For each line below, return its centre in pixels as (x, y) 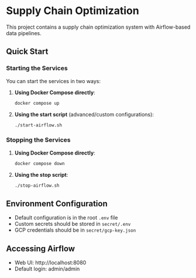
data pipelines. (24, 33)
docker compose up (37, 103)
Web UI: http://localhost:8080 (50, 263)
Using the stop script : (41, 174)
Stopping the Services (39, 140)
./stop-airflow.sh (37, 186)
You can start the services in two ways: (54, 81)
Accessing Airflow (40, 248)
